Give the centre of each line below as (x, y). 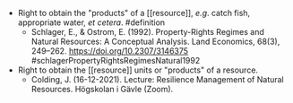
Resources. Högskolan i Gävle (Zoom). (102, 89)
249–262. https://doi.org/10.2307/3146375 (110, 51)
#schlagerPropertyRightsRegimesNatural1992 (116, 60)
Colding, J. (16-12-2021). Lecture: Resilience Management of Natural (157, 79)
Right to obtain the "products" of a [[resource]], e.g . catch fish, (134, 13)
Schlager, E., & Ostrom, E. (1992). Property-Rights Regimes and (147, 32)
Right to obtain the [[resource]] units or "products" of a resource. (138, 70)
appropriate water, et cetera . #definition (91, 22)
